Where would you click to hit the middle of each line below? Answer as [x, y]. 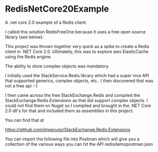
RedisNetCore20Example [57, 9]
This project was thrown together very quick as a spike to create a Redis [77, 46]
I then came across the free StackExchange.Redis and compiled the [73, 95]
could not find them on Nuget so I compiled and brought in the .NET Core [78, 105]
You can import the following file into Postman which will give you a [72, 139]
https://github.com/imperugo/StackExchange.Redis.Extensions [68, 129]
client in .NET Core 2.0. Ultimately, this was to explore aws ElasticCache [77, 51]
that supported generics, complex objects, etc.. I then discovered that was [79, 81]
